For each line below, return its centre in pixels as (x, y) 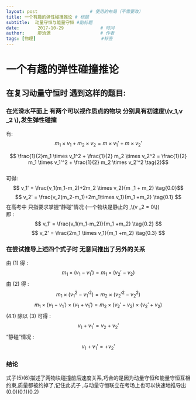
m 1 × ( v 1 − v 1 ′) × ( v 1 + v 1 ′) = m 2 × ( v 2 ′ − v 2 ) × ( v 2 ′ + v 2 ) (98, 305)
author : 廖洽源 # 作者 (60, 33)
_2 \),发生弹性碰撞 (32, 119)
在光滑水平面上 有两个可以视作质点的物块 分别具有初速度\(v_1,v (94, 111)
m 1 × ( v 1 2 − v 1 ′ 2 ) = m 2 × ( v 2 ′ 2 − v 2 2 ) (98, 294)
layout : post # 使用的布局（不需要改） (75, 11)
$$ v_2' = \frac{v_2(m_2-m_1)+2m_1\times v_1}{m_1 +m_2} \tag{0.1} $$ (98, 197)
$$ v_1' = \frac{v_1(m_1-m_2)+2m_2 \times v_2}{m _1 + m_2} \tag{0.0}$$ (98, 187)
